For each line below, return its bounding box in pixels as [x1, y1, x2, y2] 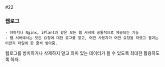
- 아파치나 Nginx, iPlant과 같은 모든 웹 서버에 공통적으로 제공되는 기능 [5, 30, 139, 35]
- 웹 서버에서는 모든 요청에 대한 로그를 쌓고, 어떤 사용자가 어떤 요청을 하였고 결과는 [5, 35, 159, 40]
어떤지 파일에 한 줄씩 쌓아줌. [5, 41, 58, 46]
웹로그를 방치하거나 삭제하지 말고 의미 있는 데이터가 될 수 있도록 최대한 [5, 50, 142, 56]
